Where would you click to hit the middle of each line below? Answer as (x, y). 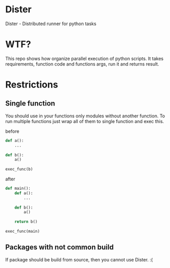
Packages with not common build (60, 247)
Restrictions (32, 85)
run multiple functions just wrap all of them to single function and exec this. (85, 121)
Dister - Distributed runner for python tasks (51, 24)
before (12, 131)
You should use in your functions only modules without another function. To (85, 116)
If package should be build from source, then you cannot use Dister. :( (79, 259)
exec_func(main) (23, 231)
